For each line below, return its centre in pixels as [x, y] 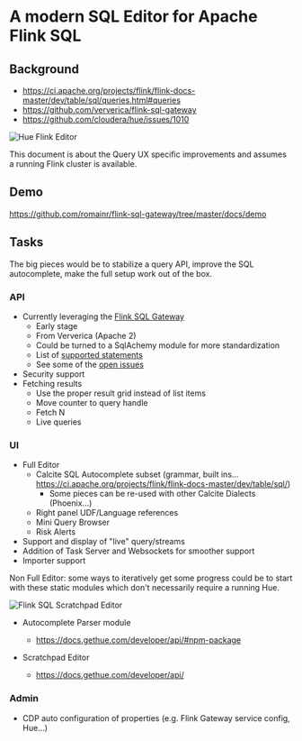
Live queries [58, 422]
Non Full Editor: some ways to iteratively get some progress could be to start [151, 578]
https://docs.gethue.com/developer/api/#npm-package [138, 640]
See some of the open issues [89, 364]
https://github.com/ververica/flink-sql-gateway [109, 110]
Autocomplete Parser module [76, 623]
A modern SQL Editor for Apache [133, 17]
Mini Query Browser [73, 522]
